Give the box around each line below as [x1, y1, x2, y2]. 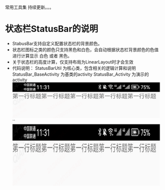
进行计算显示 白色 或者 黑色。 [12, 53, 72, 59]
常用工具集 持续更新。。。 [5, 4, 54, 10]
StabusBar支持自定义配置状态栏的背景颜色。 [12, 40, 102, 46]
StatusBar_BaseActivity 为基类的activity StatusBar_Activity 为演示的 [12, 71, 149, 77]
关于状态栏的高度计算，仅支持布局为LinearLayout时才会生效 [12, 59, 134, 65]
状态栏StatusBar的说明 [5, 24, 98, 34]
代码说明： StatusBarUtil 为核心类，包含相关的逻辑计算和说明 [12, 65, 136, 71]
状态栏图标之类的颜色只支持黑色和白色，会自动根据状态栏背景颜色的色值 [12, 46, 159, 53]
